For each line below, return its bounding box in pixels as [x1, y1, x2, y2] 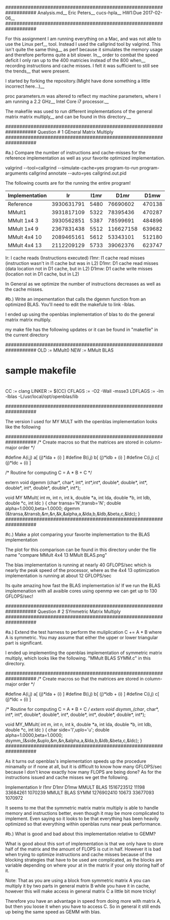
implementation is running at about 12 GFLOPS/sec [5, 573, 112, 579]
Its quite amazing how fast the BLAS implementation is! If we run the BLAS [5, 583, 161, 589]
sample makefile [5, 365, 77, 377]
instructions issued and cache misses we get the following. [5, 774, 129, 780]
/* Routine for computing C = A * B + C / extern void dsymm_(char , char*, [5, 706, 159, 712]
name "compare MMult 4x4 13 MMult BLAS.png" [5, 552, 108, 558]
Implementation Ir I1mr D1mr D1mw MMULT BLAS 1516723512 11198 [5, 784, 145, 791]
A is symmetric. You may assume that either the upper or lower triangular [5, 634, 158, 641]
